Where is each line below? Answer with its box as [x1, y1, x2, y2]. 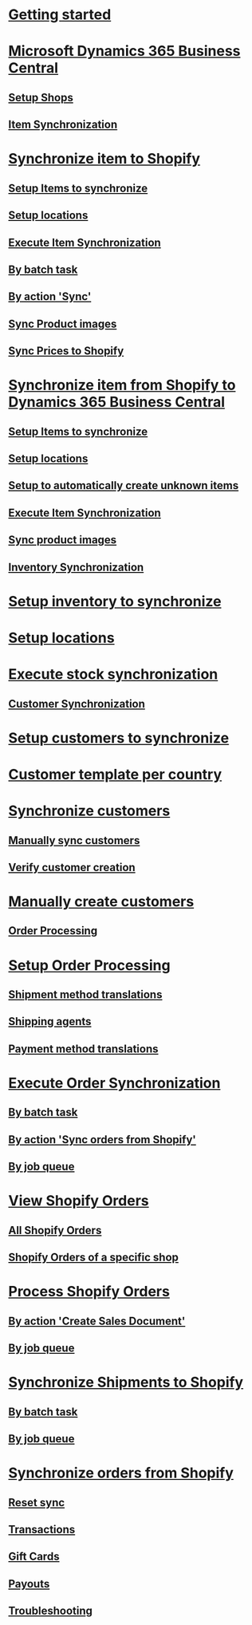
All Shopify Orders [8, 1223, 102, 1237]
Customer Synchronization [8, 696, 146, 711]
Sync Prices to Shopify [8, 345, 124, 358]
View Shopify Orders [8, 1192, 149, 1210]
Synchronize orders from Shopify [8, 1464, 234, 1482]
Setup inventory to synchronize [8, 592, 222, 610]
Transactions [8, 1523, 76, 1536]
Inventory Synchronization [8, 560, 144, 574]
